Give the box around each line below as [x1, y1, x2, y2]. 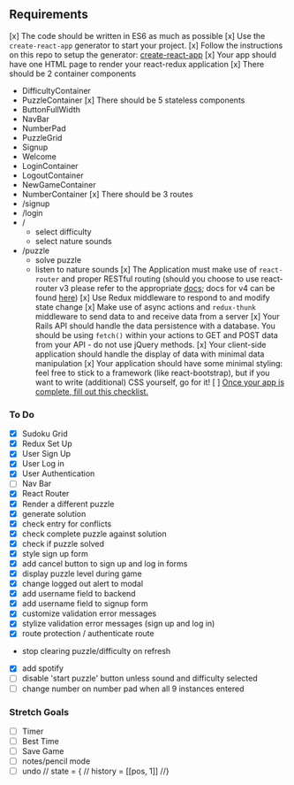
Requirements [9, 7, 88, 22]
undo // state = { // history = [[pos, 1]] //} [21, 766, 170, 777]
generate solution [21, 508, 87, 519]
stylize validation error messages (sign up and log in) [21, 619, 215, 629]
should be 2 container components [9, 68, 137, 79]
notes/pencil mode [21, 756, 91, 766]
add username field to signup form [21, 598, 148, 609]
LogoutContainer [21, 170, 84, 181]
